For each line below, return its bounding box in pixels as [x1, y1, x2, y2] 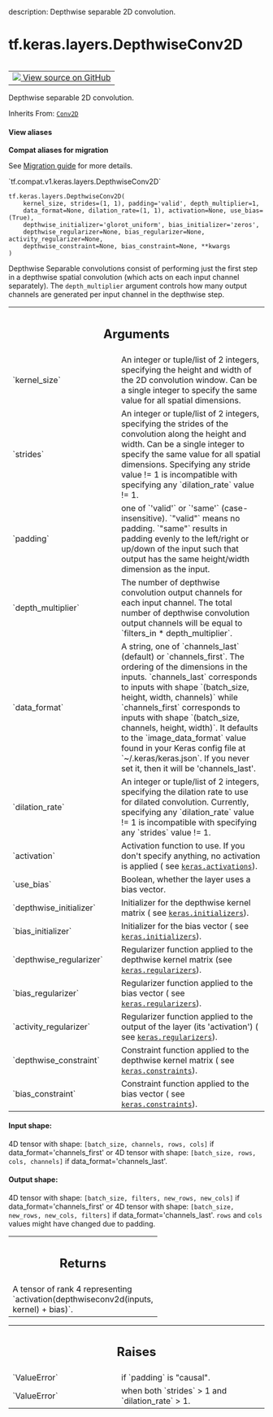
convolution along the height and [121, 428, 247, 439]
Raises [116, 1344, 157, 1360]
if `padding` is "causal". [121, 1372, 211, 1384]
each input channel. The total [121, 597, 233, 608]
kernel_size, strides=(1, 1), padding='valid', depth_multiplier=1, [23, 199, 260, 208]
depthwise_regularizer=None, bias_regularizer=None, [23, 228, 206, 237]
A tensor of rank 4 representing [12, 1283, 132, 1294]
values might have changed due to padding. [8, 1219, 156, 1229]
